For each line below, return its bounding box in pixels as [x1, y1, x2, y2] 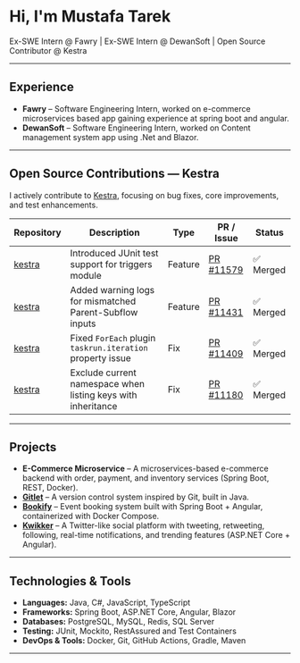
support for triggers [70, 257, 153, 270]
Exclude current [70, 366, 137, 379]
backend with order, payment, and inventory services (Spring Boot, [21, 473, 270, 483]
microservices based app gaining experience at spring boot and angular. [21, 113, 290, 123]
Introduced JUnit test [70, 247, 159, 259]
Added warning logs [70, 283, 154, 296]
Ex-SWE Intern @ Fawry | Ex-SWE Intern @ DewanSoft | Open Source [9, 36, 266, 46]
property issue [70, 351, 131, 364]
